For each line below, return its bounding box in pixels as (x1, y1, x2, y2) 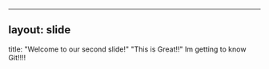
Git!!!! (8, 52, 26, 62)
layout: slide (8, 23, 71, 36)
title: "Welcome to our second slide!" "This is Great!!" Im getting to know (8, 44, 247, 54)
